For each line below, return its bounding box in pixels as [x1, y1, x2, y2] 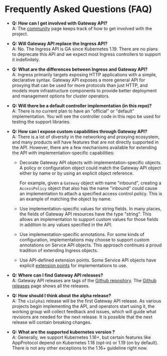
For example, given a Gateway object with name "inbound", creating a [19, 180, 161, 186]
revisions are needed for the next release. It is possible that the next [12, 314, 152, 320]
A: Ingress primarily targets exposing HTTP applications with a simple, [12, 71, 157, 77]
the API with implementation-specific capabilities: [12, 150, 115, 156]
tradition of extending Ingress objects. [19, 247, 98, 253]
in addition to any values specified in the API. [19, 221, 113, 227]
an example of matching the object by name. [19, 196, 112, 202]
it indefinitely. [12, 56, 40, 62]
